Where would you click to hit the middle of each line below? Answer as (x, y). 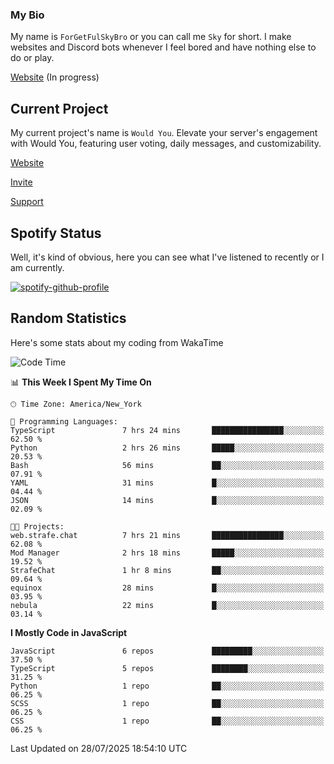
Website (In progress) (55, 77)
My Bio (27, 15)
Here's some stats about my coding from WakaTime (117, 342)
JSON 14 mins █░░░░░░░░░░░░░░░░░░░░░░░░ (167, 500)
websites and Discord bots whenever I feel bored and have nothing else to (163, 47)
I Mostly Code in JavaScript (69, 632)
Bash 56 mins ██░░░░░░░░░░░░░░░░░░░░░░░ (167, 465)
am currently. (37, 267)
